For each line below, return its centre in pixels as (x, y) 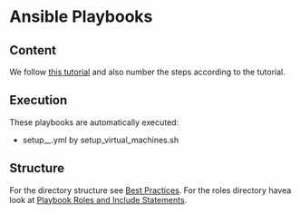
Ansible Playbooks (81, 17)
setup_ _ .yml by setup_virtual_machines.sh (101, 140)
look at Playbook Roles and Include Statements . (98, 199)
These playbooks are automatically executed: (94, 122)
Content (33, 50)
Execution (39, 100)
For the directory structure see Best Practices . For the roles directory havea (150, 190)
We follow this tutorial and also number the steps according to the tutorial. (147, 72)
